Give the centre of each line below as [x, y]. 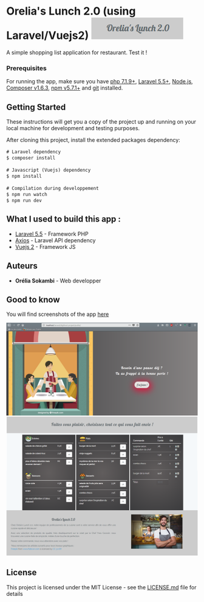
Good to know [33, 300]
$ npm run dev [24, 201]
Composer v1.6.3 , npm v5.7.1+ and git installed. [65, 88]
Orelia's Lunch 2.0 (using [71, 11]
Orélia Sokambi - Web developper [58, 281]
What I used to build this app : [64, 219]
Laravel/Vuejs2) [48, 36]
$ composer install [31, 158]
